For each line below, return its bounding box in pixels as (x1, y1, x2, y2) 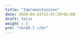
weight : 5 (5, 21, 28, 26)
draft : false (5, 16, 33, 21)
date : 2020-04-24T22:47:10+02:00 (5, 12, 75, 17)
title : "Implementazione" (5, 7, 59, 12)
